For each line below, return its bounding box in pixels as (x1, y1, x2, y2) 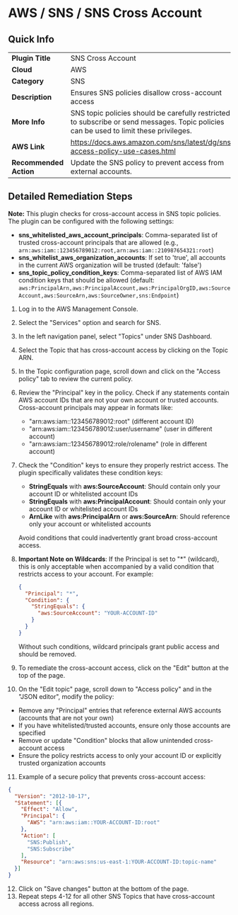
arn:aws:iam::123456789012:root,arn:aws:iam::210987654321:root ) (18, 246, 214, 254)
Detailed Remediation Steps (8, 191, 133, 203)
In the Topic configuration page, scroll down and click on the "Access (18, 367, 221, 375)
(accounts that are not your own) (18, 713, 114, 722)
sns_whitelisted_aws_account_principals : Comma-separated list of (18, 230, 218, 239)
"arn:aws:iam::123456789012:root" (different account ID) (28, 416, 194, 426)
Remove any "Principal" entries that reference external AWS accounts (18, 706, 222, 715)
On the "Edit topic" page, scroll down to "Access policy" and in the (18, 685, 213, 693)
